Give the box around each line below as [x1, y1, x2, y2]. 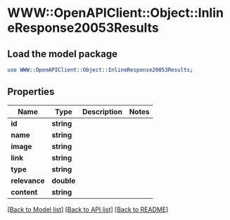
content [11, 187, 38, 197]
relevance [11, 176, 45, 186]
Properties [7, 86, 55, 98]
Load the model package [7, 48, 118, 60]
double [51, 176, 76, 186]
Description [82, 107, 123, 117]
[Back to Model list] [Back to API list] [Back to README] [7, 205, 169, 214]
